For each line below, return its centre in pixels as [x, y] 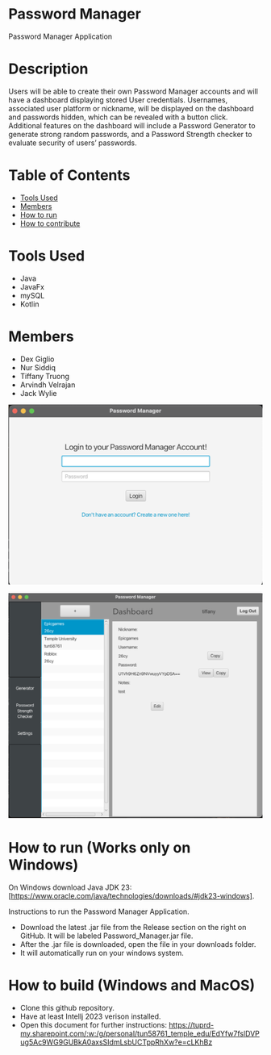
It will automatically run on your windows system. [102, 953]
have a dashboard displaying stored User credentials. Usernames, [118, 100]
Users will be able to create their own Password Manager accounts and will [133, 91]
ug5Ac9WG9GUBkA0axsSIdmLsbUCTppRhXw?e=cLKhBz [116, 1042]
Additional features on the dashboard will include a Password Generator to [132, 125]
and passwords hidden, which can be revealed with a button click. [118, 117]
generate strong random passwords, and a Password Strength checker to [130, 134]
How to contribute [50, 223]
